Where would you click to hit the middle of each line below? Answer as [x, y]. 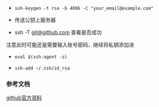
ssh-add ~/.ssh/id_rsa [42, 68]
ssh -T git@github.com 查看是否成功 [58, 32]
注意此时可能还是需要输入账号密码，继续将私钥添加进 [70, 45]
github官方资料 [24, 98]
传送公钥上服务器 [35, 20]
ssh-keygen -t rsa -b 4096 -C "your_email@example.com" [84, 8]
